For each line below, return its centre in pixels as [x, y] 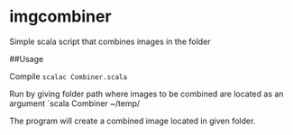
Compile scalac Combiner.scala [69, 76]
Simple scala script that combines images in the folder [110, 41]
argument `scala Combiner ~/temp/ [75, 103]
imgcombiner [60, 17]
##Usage [27, 58]
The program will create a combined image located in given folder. [133, 121]
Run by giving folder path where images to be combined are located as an [146, 94]
